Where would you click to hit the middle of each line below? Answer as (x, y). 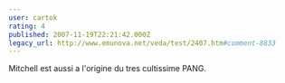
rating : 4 (27, 26)
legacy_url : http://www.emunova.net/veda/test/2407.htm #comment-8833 (142, 43)
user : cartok (33, 18)
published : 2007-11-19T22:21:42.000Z (80, 34)
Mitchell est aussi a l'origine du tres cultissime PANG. (108, 69)
